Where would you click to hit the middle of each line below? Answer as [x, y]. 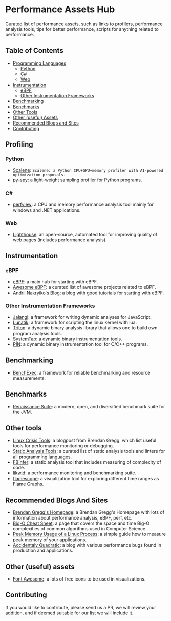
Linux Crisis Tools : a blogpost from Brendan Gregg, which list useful [84, 440]
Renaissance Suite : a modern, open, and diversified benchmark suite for [89, 406]
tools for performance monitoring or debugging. [63, 446]
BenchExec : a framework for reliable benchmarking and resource [81, 372]
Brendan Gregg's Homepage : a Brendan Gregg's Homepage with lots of [89, 512]
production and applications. [43, 551]
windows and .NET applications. [47, 210]
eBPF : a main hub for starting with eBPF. [55, 282]
